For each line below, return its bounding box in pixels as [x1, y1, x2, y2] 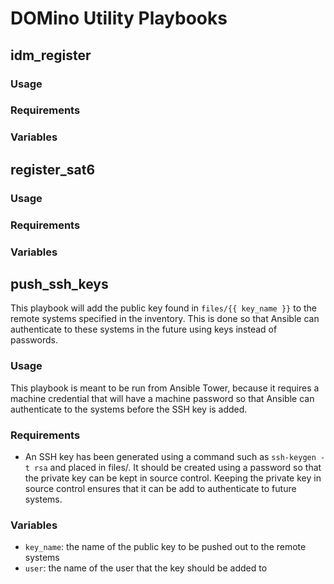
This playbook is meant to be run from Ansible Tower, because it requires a [10, 382, 320, 394]
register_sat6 [10, 161, 96, 178]
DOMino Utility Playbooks [10, 7, 228, 30]
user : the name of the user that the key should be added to [24, 562, 268, 574]
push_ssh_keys [10, 275, 109, 292]
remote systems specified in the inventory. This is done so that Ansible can [10, 313, 320, 325]
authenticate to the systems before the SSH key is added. [10, 403, 248, 415]
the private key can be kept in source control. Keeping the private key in [24, 472, 322, 484]
